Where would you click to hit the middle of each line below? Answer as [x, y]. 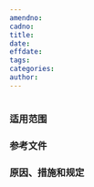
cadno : [22, 26]
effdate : [26, 52]
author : [24, 78]
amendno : [26, 18]
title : [22, 35]
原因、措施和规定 [47, 172]
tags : [20, 60]
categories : [32, 69]
